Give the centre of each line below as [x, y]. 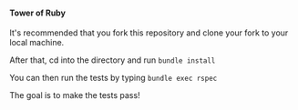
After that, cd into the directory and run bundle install [113, 60]
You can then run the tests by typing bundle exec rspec [113, 78]
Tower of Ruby [38, 13]
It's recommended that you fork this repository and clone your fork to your [149, 33]
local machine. [37, 43]
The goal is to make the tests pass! [75, 95]
